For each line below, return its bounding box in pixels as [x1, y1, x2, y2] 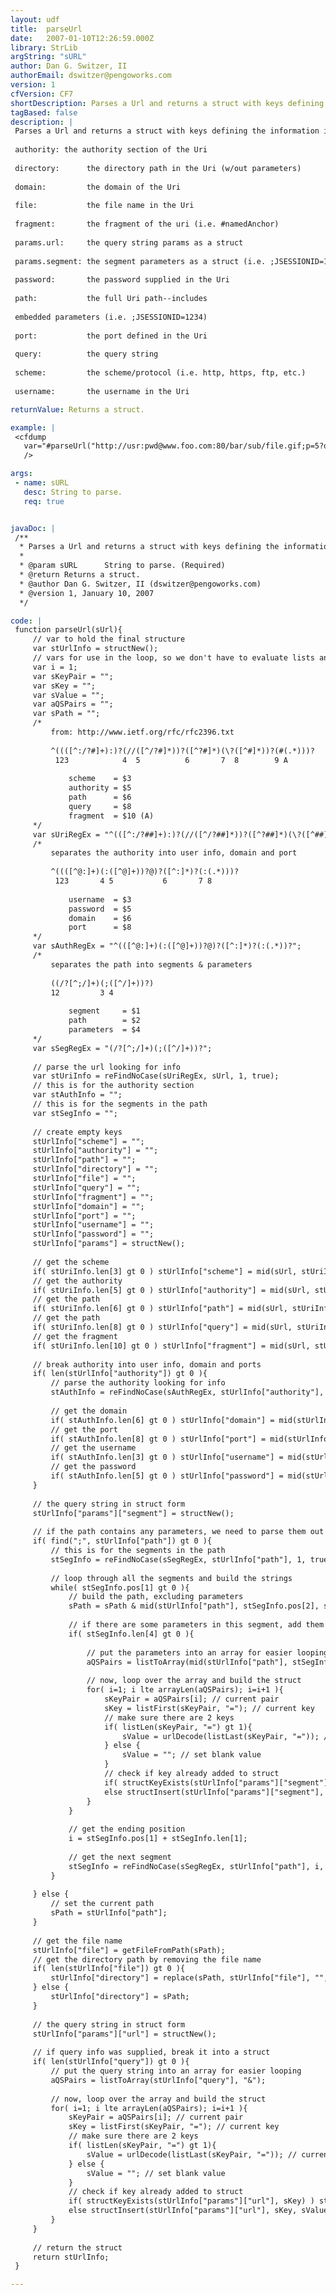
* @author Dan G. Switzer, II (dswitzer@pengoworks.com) [19, 579, 262, 589]
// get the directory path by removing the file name [32, 1954, 262, 1965]
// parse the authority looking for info [50, 1378, 226, 1388]
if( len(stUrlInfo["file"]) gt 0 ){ [32, 1964, 186, 1974]
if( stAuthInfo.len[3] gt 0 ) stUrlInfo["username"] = [50, 1452, 284, 1463]
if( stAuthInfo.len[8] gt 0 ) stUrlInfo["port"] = [50, 1434, 267, 1444]
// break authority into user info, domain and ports [32, 1359, 262, 1370]
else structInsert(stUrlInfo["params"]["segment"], [104, 1787, 325, 1797]
